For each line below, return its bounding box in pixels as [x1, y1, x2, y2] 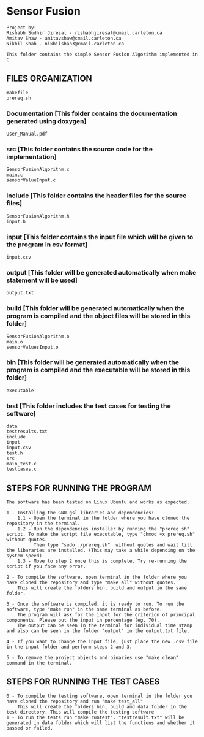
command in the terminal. [6, 660, 72, 666]
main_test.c [6, 461, 37, 467]
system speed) [6, 552, 43, 559]
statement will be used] [6, 276, 78, 284]
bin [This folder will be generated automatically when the [6, 358, 179, 367]
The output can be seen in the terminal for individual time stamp [17, 622, 192, 628]
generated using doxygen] [6, 116, 87, 125]
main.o [6, 338, 23, 345]
